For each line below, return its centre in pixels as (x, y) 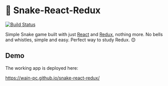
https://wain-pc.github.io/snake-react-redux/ (53, 78)
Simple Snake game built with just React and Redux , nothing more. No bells (84, 34)
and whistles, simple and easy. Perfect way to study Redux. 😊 (71, 40)
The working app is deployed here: (42, 68)
